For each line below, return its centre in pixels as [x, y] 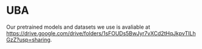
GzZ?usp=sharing [28, 39]
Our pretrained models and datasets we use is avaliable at [78, 27]
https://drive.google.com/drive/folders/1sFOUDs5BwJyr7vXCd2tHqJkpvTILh [101, 33]
